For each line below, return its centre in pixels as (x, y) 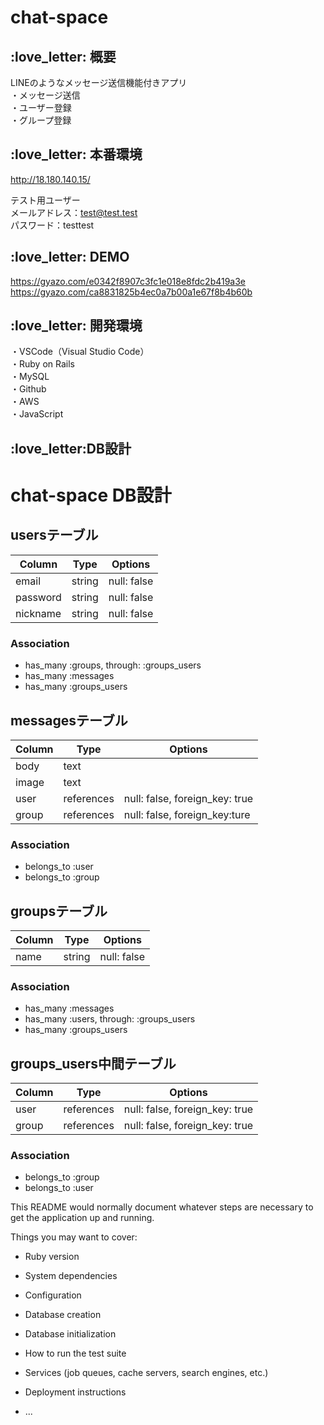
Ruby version (52, 1257)
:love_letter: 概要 (63, 56)
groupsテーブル (59, 911)
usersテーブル (54, 535)
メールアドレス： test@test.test (74, 212)
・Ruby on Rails (42, 364)
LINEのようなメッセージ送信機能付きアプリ (99, 82)
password (38, 597)
